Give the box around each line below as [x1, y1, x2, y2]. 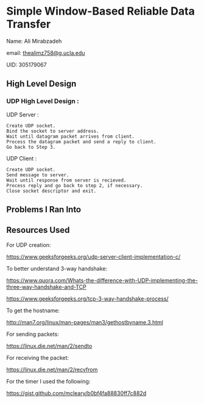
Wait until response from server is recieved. [6, 177, 127, 184]
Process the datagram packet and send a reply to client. [6, 138, 157, 144]
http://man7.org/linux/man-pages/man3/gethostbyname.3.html [6, 318, 163, 326]
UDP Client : [6, 154, 37, 162]
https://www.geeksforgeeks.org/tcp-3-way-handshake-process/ [6, 294, 169, 302]
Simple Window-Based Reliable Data [6, 4, 195, 18]
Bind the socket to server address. [6, 128, 99, 134]
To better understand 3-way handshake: [6, 265, 108, 272]
